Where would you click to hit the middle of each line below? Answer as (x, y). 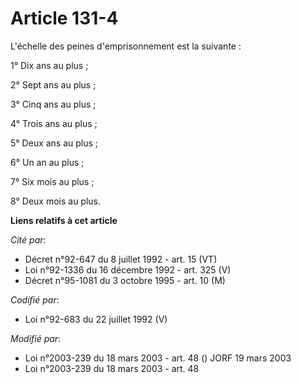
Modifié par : (36, 338)
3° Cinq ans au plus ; (53, 104)
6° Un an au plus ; (47, 162)
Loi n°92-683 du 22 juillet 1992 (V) (96, 319)
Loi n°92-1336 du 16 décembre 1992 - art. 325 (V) (128, 269)
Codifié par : (35, 299)
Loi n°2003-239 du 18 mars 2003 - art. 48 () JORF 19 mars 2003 (158, 358)
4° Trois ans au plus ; (54, 123)
